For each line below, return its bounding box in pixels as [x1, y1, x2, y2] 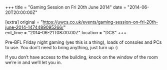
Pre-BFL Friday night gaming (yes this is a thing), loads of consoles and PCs [5, 39, 162, 45]
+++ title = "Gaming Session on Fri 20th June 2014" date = [5, 4, 126, 10]
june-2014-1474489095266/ [5, 24, 64, 30]
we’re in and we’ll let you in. [5, 60, 62, 65]
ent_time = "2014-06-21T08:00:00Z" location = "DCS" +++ [5, 30, 127, 35]
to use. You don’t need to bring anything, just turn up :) [5, 45, 118, 50]
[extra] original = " [5, 19, 43, 25]
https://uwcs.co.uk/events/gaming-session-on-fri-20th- [42, 19, 158, 25]
